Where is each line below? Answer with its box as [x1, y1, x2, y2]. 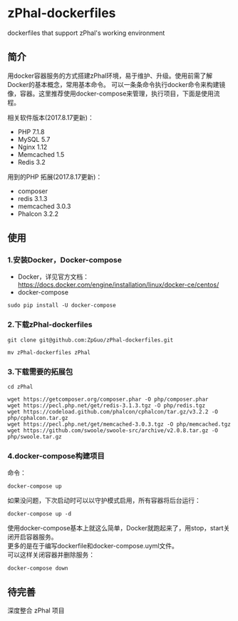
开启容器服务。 [13, 533, 58, 541]
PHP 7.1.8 [17, 127, 45, 136]
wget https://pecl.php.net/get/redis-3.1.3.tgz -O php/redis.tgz [7, 402, 205, 409]
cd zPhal [7, 384, 33, 391]
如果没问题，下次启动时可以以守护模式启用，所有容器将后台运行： [7, 496, 201, 505]
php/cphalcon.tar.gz [7, 415, 69, 422]
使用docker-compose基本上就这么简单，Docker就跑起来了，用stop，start [7, 524, 224, 533]
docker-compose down [7, 565, 69, 572]
